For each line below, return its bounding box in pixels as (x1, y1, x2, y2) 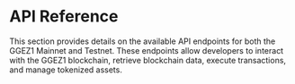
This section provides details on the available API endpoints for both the (9, 36, 276, 46)
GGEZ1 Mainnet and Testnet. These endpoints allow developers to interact (9, 45, 284, 55)
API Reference (9, 6, 119, 27)
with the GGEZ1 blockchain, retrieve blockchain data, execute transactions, (9, 55, 286, 65)
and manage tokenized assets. (9, 64, 123, 75)
